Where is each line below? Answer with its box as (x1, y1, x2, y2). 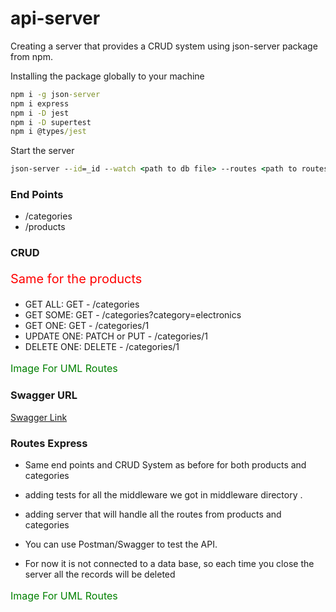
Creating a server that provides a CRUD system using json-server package (10, 40, 318, 52)
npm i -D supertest (10, 117, 92, 127)
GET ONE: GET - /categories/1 (24, 320, 150, 332)
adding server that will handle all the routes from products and (24, 508, 282, 520)
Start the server (10, 145, 75, 157)
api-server (10, 7, 101, 30)
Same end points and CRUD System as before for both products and (24, 459, 307, 471)
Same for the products (10, 271, 143, 287)
